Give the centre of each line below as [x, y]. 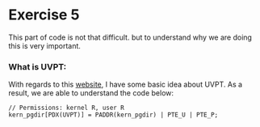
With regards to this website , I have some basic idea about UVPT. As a [126, 85]
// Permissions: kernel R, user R [67, 108]
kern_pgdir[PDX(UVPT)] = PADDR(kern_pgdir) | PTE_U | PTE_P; [113, 115]
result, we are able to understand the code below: [91, 93]
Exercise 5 [44, 15]
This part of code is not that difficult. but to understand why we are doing [130, 37]
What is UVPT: [38, 66]
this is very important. [44, 45]
